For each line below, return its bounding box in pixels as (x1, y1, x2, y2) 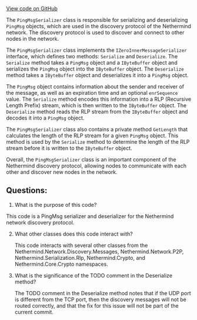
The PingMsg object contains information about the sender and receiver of (6, 83, 184, 90)
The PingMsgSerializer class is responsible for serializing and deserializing (6, 17, 188, 23)
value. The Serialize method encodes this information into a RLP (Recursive (6, 95, 192, 103)
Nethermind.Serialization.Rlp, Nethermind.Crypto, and (14, 254, 146, 261)
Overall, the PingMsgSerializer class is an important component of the (6, 156, 176, 163)
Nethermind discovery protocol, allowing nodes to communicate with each (6, 162, 187, 169)
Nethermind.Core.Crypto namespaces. (14, 260, 109, 268)
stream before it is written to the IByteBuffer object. (6, 144, 132, 151)
